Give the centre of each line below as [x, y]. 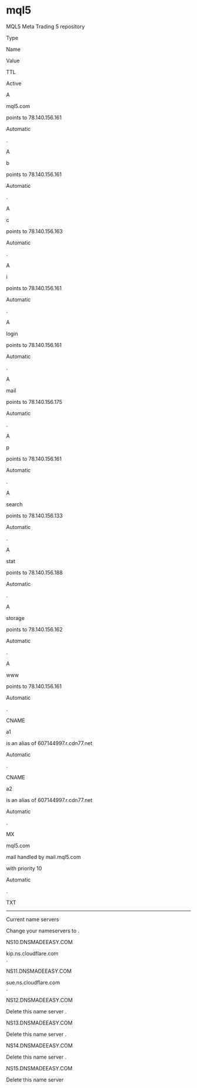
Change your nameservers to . [43, 931]
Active [14, 83]
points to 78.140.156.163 [35, 231]
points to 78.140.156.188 [35, 572]
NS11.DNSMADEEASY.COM [39, 971]
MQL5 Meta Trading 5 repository [45, 26]
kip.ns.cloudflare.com [32, 953]
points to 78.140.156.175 [34, 402]
